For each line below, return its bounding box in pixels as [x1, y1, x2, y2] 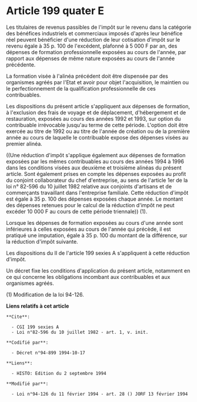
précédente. [6, 61, 36, 68]
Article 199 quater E [6, 4, 105, 18]
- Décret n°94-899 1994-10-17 [11, 350, 85, 356]
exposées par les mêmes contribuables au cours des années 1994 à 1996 [6, 158, 184, 165]
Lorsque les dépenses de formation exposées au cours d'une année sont [6, 219, 183, 226]
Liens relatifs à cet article [6, 302, 69, 310]
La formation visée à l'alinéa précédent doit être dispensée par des [6, 72, 169, 79]
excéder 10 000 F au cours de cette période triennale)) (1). [6, 208, 148, 215]
